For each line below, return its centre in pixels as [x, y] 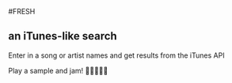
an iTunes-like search [63, 36]
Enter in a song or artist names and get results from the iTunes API [116, 55]
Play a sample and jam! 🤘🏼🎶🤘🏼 [58, 70]
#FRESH [22, 11]
